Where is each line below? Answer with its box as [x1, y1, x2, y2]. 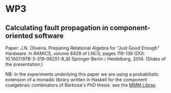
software [34, 31, 64, 40]
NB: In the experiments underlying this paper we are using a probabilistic [5, 71, 159, 77]
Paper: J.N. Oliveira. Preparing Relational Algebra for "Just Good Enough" [5, 45, 160, 51]
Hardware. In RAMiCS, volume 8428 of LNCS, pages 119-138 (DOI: [5, 51, 145, 56]
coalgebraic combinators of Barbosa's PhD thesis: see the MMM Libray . [5, 82, 157, 88]
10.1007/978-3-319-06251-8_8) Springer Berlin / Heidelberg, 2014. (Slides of [5, 56, 166, 62]
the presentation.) [5, 61, 43, 67]
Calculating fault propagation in [5, 24, 109, 32]
